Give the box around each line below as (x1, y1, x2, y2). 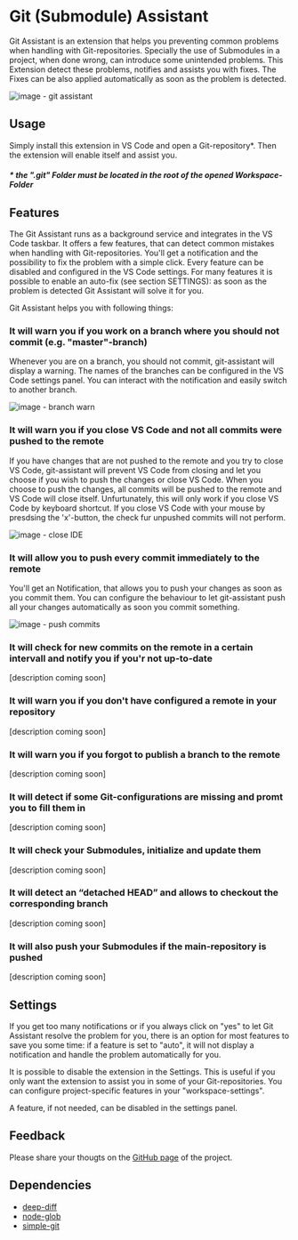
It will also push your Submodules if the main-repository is (9, 940, 267, 953)
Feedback (9, 1128, 66, 1144)
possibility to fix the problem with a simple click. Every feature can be (9, 257, 264, 268)
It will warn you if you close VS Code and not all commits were (9, 424, 283, 437)
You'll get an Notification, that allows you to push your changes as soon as (9, 583, 283, 593)
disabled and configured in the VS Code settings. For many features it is (9, 267, 273, 278)
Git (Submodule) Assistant (9, 6, 209, 27)
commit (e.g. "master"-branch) (9, 336, 149, 349)
